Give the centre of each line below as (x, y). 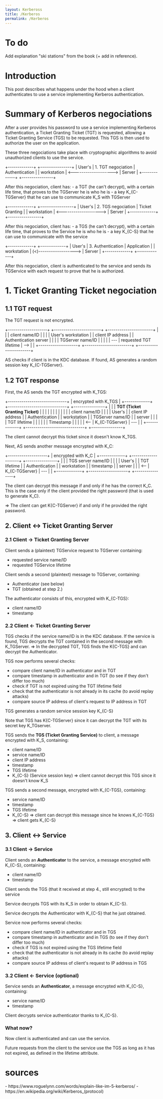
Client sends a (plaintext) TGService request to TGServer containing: (74, 550)
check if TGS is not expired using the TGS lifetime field (67, 947)
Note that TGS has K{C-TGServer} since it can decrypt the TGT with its (76, 720)
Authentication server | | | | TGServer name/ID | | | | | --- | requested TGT (78, 340)
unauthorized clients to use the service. (45, 158)
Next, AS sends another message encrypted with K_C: (59, 446)
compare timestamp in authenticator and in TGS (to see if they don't (80, 937)
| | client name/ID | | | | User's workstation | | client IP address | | (69, 335)
